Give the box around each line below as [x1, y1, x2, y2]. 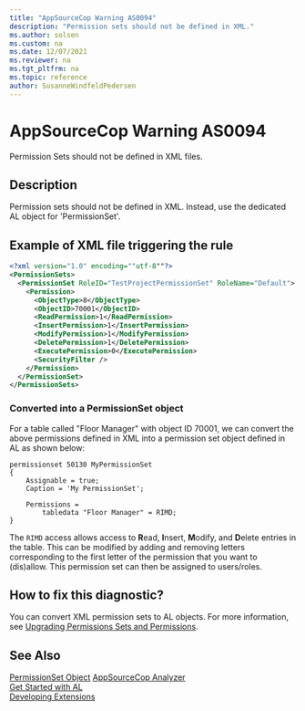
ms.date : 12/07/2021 [9, 47, 88, 57]
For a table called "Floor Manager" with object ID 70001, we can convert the [9, 423, 294, 434]
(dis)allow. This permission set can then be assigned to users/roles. [9, 560, 262, 571]
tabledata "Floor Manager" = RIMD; [42, 507, 178, 517]
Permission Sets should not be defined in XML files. [9, 151, 203, 162]
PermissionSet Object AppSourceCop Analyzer [9, 672, 186, 683]
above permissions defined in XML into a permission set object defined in [9, 433, 286, 444]
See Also [9, 647, 61, 663]
